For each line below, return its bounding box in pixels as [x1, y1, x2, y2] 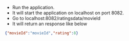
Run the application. [12, 5, 55, 10]
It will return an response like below [12, 20, 88, 27]
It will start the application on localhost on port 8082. [12, 10, 124, 16]
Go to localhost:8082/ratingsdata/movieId [12, 15, 101, 21]
